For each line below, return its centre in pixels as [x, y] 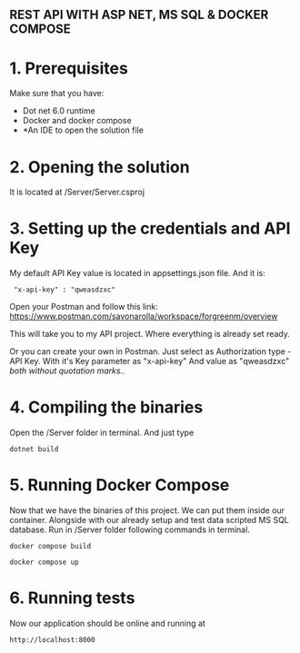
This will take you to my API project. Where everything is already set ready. [150, 334]
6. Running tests [72, 598]
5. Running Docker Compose [120, 485]
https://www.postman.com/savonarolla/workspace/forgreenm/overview [144, 316]
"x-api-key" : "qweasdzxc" [65, 290]
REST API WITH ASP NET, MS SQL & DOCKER [139, 15]
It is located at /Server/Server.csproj [77, 192]
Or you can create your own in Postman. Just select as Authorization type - [150, 351]
